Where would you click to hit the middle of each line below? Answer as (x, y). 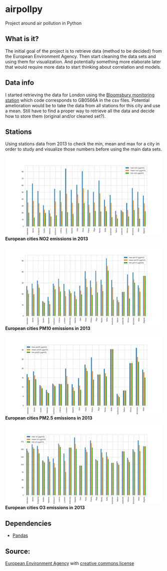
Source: (18, 551)
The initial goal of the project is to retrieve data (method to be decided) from (84, 51)
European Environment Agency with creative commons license (70, 563)
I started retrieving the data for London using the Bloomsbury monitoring (80, 95)
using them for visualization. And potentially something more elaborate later (83, 62)
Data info (19, 83)
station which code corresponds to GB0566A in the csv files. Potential (77, 100)
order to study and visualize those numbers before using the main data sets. (84, 149)
